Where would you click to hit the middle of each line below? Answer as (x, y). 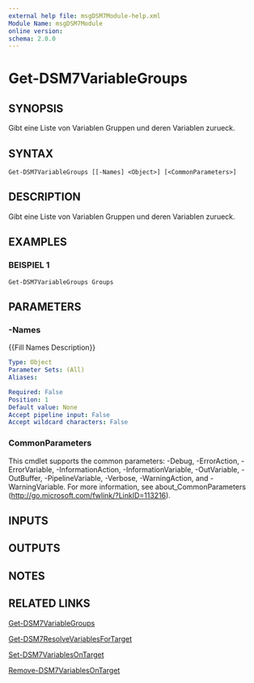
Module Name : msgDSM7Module (56, 24)
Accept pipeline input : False (59, 415)
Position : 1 (28, 399)
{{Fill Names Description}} (52, 348)
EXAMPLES (38, 242)
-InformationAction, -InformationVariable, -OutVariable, (148, 469)
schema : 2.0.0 (32, 39)
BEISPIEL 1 (29, 265)
